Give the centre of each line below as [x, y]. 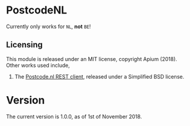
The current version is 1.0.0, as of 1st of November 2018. [74, 116]
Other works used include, [38, 65]
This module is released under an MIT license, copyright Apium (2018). [92, 59]
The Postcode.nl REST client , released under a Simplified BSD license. [99, 76]
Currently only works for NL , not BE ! [48, 26]
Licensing [24, 45]
